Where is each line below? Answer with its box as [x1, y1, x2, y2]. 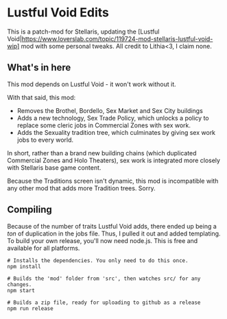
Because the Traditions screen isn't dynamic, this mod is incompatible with [7, 177, 219, 185]
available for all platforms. [7, 244, 80, 252]
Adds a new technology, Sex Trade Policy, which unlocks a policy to [16, 114, 209, 122]
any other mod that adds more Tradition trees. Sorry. [7, 183, 156, 192]
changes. [7, 281, 32, 288]
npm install [7, 263, 41, 270]
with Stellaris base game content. [7, 163, 101, 172]
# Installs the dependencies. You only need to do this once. [7, 257, 189, 264]
